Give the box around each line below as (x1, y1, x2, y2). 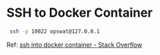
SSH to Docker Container (6, 5, 153, 21)
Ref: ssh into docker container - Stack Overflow (6, 40, 143, 49)
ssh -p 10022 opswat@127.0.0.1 (9, 28, 100, 35)
